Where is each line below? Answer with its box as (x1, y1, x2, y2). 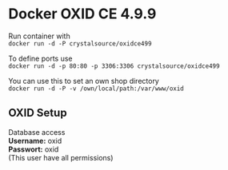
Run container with (8, 31, 70, 41)
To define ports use (8, 53, 74, 63)
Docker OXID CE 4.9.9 (8, 5, 157, 23)
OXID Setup (8, 106, 67, 120)
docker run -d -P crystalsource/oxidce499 (8, 39, 152, 48)
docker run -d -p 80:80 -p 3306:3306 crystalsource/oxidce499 (8, 61, 220, 70)
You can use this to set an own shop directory (8, 76, 160, 85)
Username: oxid (8, 136, 62, 145)
